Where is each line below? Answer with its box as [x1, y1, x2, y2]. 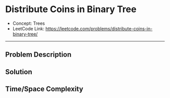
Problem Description [5, 51, 72, 59]
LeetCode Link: [12, 25, 45, 31]
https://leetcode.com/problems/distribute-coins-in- [45, 25, 153, 31]
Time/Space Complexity [5, 85, 83, 93]
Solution [5, 67, 32, 76]
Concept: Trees [12, 20, 45, 26]
